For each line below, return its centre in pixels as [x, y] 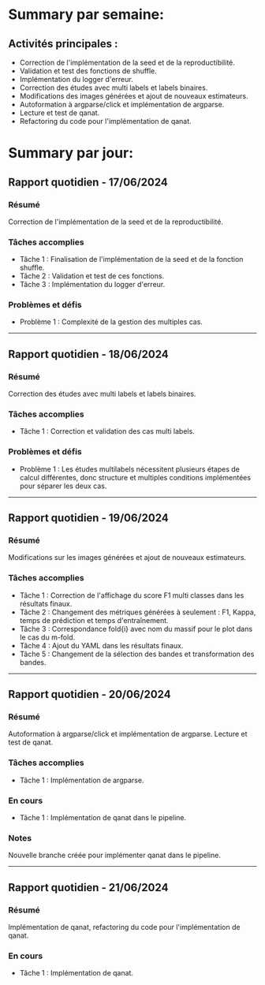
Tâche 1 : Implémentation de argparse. [82, 780]
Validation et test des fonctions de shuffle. [88, 71]
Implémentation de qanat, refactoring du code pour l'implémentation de [124, 927]
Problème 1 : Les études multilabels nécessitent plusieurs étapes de [130, 469]
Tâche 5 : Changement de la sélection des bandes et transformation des [137, 654]
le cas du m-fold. [47, 637]
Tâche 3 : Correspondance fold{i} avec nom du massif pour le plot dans [136, 629]
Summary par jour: [71, 153]
